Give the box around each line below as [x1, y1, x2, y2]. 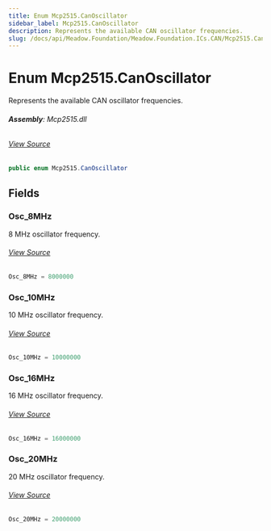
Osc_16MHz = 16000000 [8, 434, 81, 442]
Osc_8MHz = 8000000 [8, 272, 74, 281]
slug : [8, 34, 27, 43]
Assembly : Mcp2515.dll [8, 114, 87, 123]
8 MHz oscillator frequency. [8, 229, 101, 239]
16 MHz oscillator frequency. [8, 391, 103, 400]
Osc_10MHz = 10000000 [8, 353, 81, 362]
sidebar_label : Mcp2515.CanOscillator [8, 19, 139, 27]
